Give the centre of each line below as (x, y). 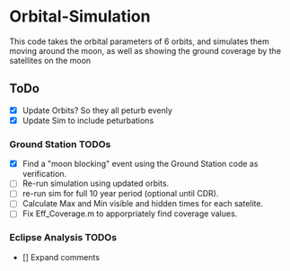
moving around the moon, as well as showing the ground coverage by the (145, 50)
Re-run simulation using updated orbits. (96, 184)
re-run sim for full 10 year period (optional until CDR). (120, 194)
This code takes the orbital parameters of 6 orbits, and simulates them (139, 41)
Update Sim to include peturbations (88, 120)
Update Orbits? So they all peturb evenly (97, 110)
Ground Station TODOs (60, 144)
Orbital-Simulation (80, 17)
